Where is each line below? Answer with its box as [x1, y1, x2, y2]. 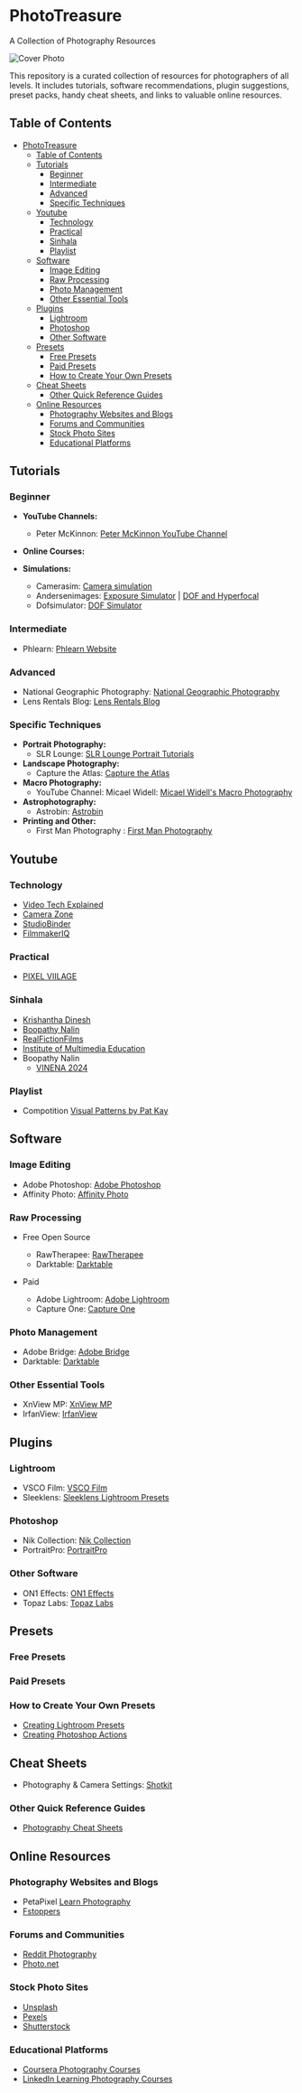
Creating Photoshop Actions [22, 1729, 128, 1740]
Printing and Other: [22, 816, 96, 827]
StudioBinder [22, 919, 71, 930]
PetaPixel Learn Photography [22, 1896, 131, 1907]
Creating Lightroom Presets [22, 1720, 125, 1731]
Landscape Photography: [22, 758, 120, 769]
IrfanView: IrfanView [22, 1408, 97, 1419]
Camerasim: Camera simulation [35, 581, 153, 592]
